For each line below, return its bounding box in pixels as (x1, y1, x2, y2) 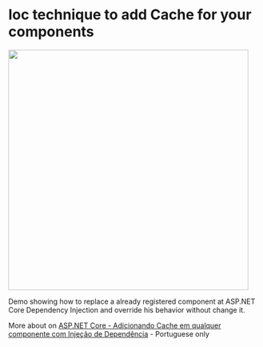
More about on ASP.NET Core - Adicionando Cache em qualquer (8, 321, 221, 330)
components (8, 22, 94, 41)
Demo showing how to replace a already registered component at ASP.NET (8, 297, 256, 306)
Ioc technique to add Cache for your (8, 6, 252, 24)
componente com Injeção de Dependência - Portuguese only (8, 329, 210, 338)
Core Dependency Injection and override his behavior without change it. (8, 305, 245, 314)
